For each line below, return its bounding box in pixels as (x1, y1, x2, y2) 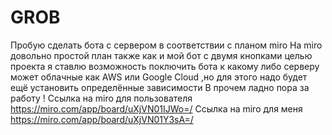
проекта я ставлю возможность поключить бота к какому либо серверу (10, 60, 320, 72)
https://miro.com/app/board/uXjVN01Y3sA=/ (10, 113, 194, 125)
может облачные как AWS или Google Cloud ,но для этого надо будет (10, 71, 308, 83)
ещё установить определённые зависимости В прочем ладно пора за (10, 81, 310, 93)
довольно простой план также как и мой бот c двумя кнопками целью (10, 49, 313, 61)
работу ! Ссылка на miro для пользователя (10, 92, 193, 104)
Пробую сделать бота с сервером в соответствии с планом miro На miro (10, 39, 323, 51)
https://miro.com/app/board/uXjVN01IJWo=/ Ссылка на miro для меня (10, 102, 303, 115)
